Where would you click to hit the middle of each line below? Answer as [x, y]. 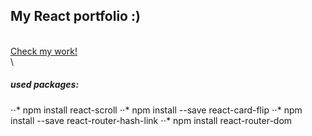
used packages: [45, 85]
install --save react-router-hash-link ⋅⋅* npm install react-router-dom [151, 120]
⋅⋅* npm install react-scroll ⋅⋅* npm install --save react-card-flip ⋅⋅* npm [156, 110]
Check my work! [44, 51]
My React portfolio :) [75, 16]
